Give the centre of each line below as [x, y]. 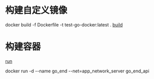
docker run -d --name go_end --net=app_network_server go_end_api [78, 71]
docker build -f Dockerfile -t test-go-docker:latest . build [64, 25]
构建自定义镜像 [36, 10]
